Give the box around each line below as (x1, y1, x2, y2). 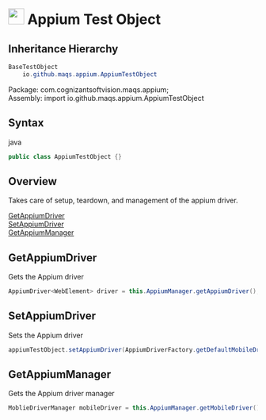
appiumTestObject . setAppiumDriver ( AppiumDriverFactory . (8, 345, 196, 353)
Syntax (8, 116, 44, 130)
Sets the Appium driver (8, 330, 83, 340)
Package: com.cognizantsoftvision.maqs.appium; (8, 84, 169, 94)
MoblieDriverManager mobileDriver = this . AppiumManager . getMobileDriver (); (8, 404, 264, 412)
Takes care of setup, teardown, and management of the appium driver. (8, 195, 239, 206)
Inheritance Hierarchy (8, 42, 119, 56)
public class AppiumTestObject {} (8, 152, 123, 160)
